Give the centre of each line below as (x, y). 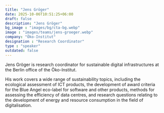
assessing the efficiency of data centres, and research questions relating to (82, 95)
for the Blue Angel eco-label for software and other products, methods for (80, 90)
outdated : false (22, 50)
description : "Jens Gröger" (34, 23)
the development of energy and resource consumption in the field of (74, 100)
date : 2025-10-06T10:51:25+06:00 (39, 14)
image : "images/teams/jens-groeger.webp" (49, 32)
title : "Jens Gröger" (27, 10)
